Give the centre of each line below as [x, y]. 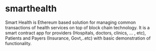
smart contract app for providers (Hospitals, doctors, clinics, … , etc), [76, 33]
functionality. [19, 43]
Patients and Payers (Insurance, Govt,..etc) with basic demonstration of [78, 38]
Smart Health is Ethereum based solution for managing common [71, 22]
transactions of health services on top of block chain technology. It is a [78, 27]
